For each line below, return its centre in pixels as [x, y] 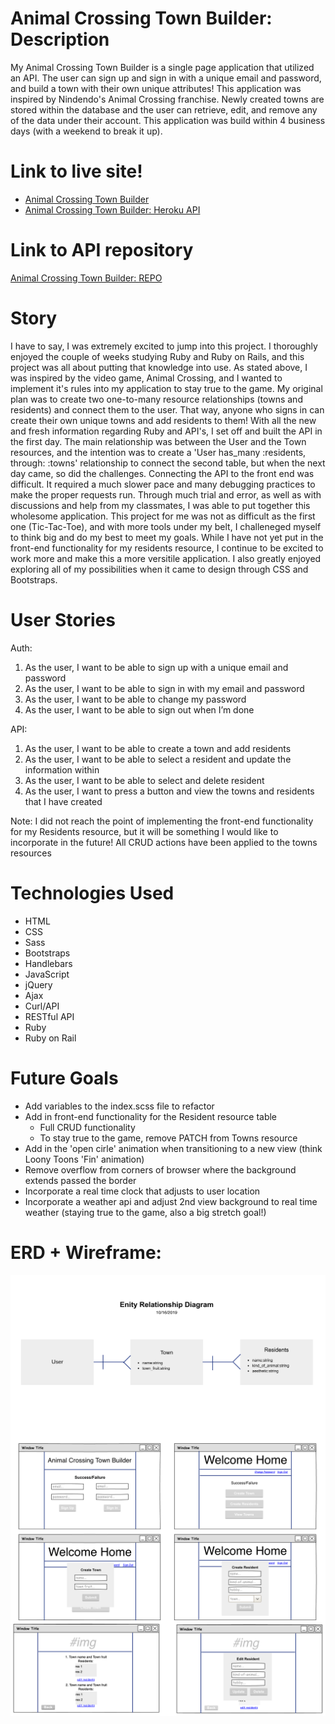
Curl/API [42, 1006]
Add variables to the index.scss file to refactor [119, 1106]
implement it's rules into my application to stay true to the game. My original [166, 388]
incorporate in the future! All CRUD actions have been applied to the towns [164, 842]
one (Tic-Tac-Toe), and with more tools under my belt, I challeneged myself [166, 526]
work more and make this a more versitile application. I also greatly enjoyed [166, 558]
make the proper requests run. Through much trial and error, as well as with [166, 494]
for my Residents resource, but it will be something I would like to [144, 831]
